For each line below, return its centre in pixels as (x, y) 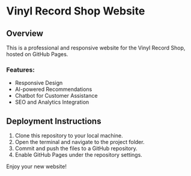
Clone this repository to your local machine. (69, 136)
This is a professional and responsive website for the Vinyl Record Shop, (96, 48)
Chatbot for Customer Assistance (56, 96)
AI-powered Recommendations (53, 89)
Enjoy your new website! (37, 166)
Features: (20, 69)
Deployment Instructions (54, 121)
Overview (25, 33)
